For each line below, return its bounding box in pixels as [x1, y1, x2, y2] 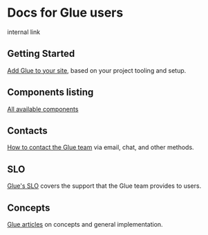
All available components [7, 105, 79, 113]
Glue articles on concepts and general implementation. [7, 220, 164, 228]
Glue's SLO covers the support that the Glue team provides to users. [7, 182, 202, 190]
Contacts [7, 125, 48, 137]
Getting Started [7, 48, 75, 60]
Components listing [7, 87, 94, 98]
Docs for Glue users [7, 5, 124, 21]
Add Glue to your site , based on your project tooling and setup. [7, 66, 187, 74]
